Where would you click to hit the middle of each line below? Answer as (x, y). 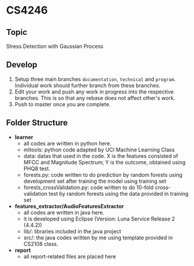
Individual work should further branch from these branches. (88, 85)
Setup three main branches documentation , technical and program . (95, 79)
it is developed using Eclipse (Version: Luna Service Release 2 (99, 219)
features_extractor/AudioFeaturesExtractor (69, 206)
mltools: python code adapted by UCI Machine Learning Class (99, 150)
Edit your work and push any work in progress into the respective (94, 92)
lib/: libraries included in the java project (72, 231)
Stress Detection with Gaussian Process (55, 46)
